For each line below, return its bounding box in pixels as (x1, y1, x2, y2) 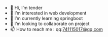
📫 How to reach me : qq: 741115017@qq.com (10, 26, 103, 32)
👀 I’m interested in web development (10, 10, 87, 16)
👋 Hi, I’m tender (10, 5, 43, 10)
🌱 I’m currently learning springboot (10, 15, 83, 21)
